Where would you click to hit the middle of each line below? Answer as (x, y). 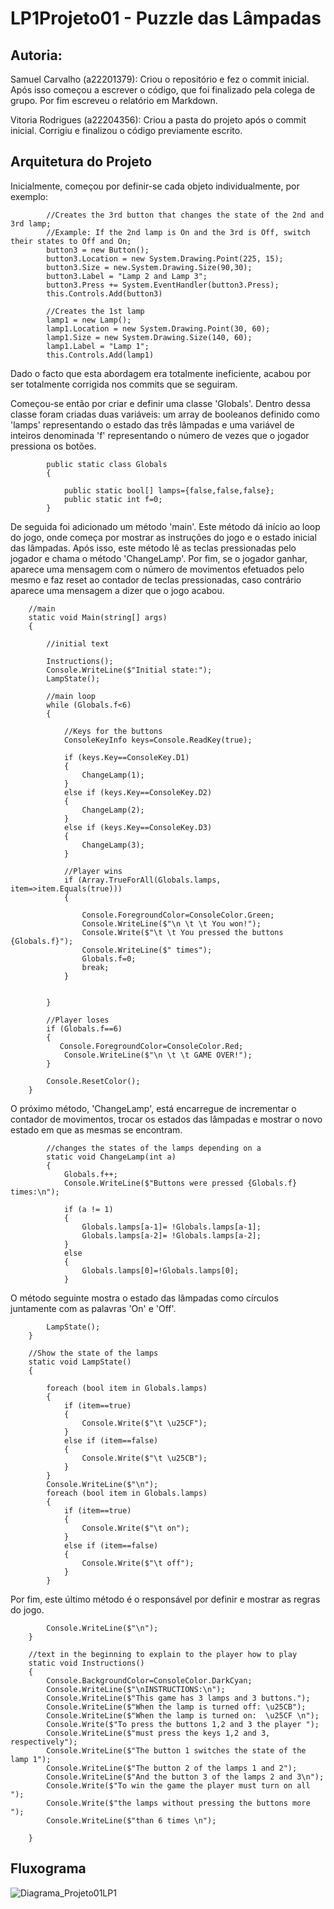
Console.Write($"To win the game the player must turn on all (178, 1785)
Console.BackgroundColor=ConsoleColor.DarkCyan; (149, 1680)
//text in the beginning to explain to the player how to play (163, 1654)
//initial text (78, 643)
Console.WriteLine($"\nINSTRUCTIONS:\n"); (136, 1689)
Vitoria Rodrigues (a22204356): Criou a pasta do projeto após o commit (158, 120)
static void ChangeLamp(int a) (111, 1157)
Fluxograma (48, 1868)
